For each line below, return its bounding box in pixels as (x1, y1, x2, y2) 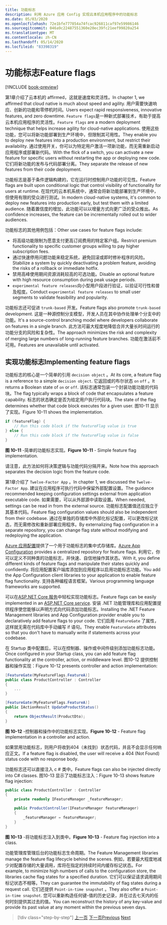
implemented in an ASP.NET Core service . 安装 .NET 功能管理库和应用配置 (5, 600, 158, 606)
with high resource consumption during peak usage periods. (12, 276, 136, 282)
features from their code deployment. (5, 166, 82, 172)
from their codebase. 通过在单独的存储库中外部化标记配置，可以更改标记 (5, 515, 154, 521)
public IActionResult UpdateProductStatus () (5, 705, 99, 710)
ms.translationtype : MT (5, 30, 55, 35)
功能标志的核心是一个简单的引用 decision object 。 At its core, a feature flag (5, 372, 162, 378)
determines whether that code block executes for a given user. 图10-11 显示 (5, 403, 159, 409)
